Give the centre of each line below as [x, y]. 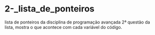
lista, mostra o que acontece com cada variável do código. [63, 27]
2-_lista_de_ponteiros [49, 9]
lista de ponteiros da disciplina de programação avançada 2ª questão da [77, 22]
